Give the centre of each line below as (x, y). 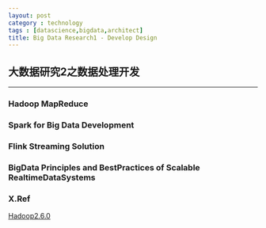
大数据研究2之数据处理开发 (74, 72)
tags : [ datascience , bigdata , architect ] (76, 30)
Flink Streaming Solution (57, 146)
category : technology (46, 23)
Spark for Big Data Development (71, 125)
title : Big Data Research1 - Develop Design (83, 38)
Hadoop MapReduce (48, 104)
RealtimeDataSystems (52, 177)
